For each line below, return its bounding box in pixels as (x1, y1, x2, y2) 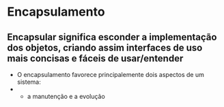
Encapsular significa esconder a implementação (7, 31, 217, 43)
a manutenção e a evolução (27, 93, 106, 100)
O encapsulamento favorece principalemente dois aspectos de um (16, 71, 205, 78)
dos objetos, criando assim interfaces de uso (7, 42, 203, 53)
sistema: (16, 78, 41, 86)
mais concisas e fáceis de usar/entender (7, 52, 184, 64)
